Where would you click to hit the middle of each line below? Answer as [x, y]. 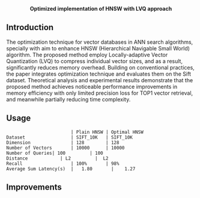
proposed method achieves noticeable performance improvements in [92, 86]
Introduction [30, 27]
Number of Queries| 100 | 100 [55, 153]
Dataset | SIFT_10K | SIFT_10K [70, 137]
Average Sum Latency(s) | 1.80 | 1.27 [71, 169]
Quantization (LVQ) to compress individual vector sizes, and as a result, [95, 61]
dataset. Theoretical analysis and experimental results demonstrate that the [100, 80]
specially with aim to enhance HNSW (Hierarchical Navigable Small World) [98, 48]
